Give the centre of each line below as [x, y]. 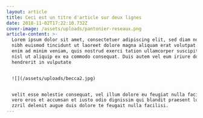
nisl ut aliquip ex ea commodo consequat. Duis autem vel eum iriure [101, 57]
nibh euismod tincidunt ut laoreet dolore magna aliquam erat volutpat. [105, 46]
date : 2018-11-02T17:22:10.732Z [47, 23]
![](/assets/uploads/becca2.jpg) [54, 78]
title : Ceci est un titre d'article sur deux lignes [74, 17]
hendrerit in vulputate [41, 62]
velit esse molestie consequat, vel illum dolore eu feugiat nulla [98, 95]
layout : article [27, 12]
